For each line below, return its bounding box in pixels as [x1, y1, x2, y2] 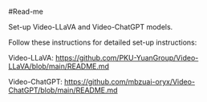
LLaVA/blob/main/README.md [8, 61, 110, 71]
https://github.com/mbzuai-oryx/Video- [63, 77, 195, 86]
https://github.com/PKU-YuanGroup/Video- [55, 53, 199, 62]
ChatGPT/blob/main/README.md [8, 85, 118, 95]
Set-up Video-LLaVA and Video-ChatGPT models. [8, 22, 173, 31]
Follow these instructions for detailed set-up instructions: [8, 37, 197, 47]
